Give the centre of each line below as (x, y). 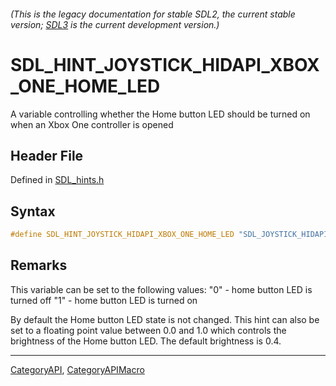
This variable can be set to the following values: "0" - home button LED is (161, 289)
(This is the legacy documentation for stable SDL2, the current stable (153, 14)
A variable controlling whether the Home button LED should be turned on (160, 114)
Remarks (39, 265)
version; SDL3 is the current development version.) (115, 24)
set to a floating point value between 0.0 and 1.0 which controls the (148, 330)
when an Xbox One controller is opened (92, 124)
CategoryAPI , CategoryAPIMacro (77, 369)
